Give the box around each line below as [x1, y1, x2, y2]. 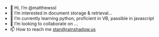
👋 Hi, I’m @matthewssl [10, 5, 57, 10]
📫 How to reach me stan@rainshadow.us [10, 26, 96, 32]
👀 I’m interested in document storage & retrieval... [10, 10, 112, 16]
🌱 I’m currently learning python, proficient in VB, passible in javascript [10, 15, 154, 21]
